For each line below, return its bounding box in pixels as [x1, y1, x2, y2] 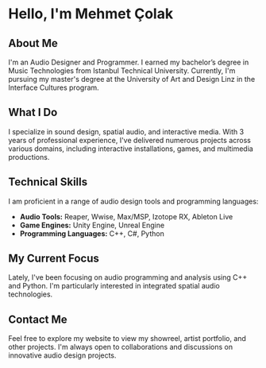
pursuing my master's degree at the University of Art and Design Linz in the [8, 75, 256, 83]
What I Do [8, 106, 58, 119]
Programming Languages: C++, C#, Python [19, 228, 164, 238]
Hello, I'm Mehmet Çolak [8, 5, 173, 23]
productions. [8, 152, 50, 161]
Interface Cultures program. [8, 83, 99, 92]
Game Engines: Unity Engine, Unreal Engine [19, 220, 165, 230]
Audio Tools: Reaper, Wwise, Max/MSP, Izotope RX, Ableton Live [19, 211, 233, 221]
